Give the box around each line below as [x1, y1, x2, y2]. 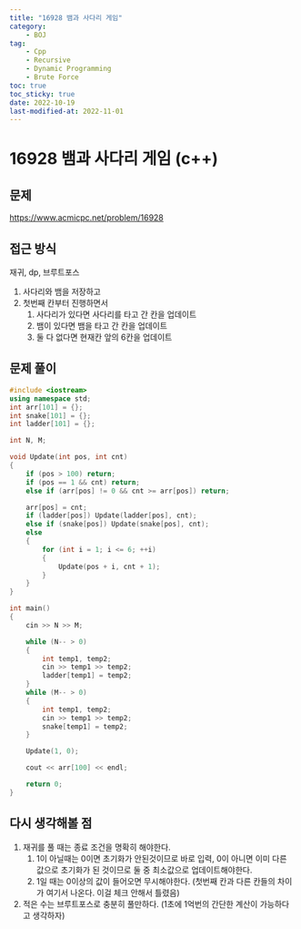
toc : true [9, 81, 47, 90]
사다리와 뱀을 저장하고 [22, 286, 102, 297]
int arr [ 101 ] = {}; [9, 403, 84, 412]
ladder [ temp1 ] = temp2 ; [42, 671, 132, 680]
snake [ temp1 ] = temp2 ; [42, 721, 128, 731]
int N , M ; [9, 436, 47, 445]
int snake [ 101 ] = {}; [9, 411, 92, 420]
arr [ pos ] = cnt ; [25, 503, 88, 512]
